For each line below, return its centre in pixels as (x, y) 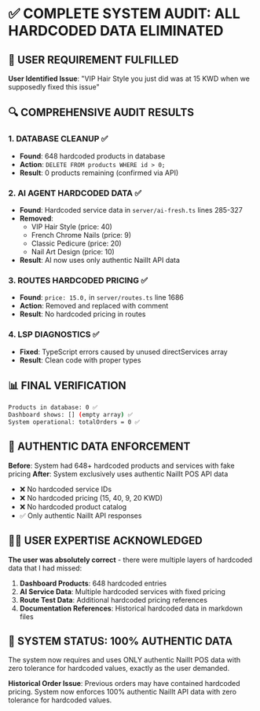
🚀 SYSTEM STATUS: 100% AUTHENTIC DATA (121, 642)
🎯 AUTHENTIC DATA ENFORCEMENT (99, 447)
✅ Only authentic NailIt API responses (81, 516)
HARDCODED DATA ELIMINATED (116, 31)
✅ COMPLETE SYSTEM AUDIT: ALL (125, 14)
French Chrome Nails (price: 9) (81, 235)
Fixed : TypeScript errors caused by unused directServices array (123, 352)
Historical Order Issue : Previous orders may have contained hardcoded (125, 684)
